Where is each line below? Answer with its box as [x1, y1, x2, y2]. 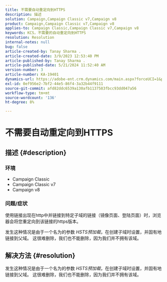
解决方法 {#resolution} [5, 251, 76, 260]
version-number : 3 [5, 68, 43, 73]
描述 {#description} [5, 148, 67, 157]
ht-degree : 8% [5, 100, 35, 105]
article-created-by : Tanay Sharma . [5, 49, 81, 54]
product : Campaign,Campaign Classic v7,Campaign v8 [5, 21, 114, 26]
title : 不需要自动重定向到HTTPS [5, 7, 66, 12]
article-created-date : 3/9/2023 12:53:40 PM [5, 53, 99, 59]
